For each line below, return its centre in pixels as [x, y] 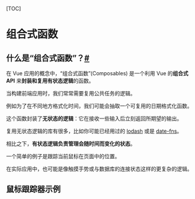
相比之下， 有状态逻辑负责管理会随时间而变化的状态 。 [71, 144]
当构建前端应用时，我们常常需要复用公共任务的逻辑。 [71, 93]
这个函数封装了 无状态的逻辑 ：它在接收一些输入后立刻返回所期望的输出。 [94, 118]
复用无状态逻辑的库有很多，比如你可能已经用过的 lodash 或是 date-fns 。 [94, 131]
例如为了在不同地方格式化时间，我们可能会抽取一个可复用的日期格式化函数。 [99, 106]
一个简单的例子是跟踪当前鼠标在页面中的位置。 [63, 156]
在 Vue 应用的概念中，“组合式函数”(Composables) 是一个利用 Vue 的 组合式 [97, 73]
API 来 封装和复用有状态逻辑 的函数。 [50, 81]
